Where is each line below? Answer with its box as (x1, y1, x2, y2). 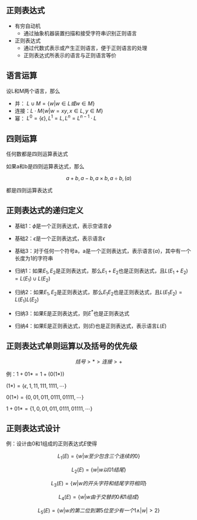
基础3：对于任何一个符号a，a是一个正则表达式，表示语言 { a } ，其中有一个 (14, 247, 191, 254)
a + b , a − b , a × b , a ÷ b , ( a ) (65, 175, 132, 182)
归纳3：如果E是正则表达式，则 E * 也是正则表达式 (14, 309, 130, 316)
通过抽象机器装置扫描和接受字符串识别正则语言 (23, 29, 137, 36)
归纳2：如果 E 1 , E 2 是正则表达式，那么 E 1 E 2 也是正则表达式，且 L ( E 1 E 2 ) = (14, 288, 182, 297)
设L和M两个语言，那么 (6, 87, 61, 94)
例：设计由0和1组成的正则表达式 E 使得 (6, 440, 97, 447)
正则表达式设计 (6, 423, 61, 434)
